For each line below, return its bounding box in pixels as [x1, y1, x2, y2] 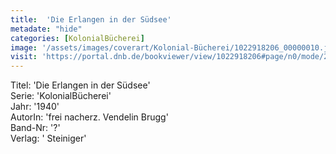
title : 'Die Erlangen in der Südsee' [10, 14, 172, 25]
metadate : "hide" [10, 24, 83, 34]
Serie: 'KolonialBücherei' [10, 90, 112, 102]
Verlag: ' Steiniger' [10, 132, 87, 145]
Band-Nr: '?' [10, 122, 61, 134]
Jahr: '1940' [10, 101, 60, 113]
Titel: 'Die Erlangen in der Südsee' [10, 79, 151, 91]
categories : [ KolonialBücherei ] [10, 33, 145, 43]
